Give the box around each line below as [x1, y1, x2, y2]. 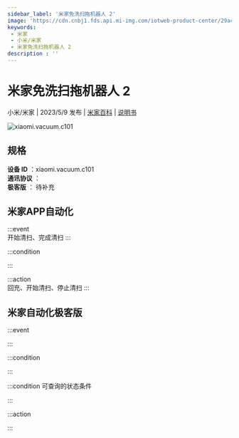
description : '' [7, 51, 59, 58]
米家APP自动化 [7, 206, 73, 218]
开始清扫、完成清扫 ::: [7, 233, 71, 242]
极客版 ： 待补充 [7, 182, 55, 191]
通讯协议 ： [7, 174, 41, 182]
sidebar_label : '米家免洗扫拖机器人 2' [7, 10, 116, 18]
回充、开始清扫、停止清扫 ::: [7, 283, 90, 292]
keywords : [7, 24, 37, 31]
